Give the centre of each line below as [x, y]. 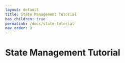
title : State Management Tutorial [41, 14]
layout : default [22, 10]
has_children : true [25, 19]
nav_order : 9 [19, 28]
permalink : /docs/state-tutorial [40, 24]
